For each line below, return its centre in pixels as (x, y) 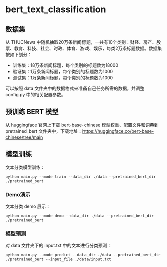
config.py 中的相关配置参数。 (35, 95)
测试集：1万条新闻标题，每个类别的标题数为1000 (63, 78)
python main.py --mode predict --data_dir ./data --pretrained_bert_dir (83, 255)
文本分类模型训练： (25, 167)
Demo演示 (18, 194)
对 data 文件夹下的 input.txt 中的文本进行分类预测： (58, 246)
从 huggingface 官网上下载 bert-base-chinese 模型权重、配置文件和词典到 (82, 125)
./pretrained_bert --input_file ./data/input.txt (58, 259)
